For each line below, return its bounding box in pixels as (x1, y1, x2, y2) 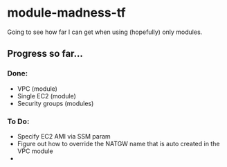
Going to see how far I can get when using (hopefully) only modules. (7, 28, 203, 36)
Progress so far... (7, 48, 83, 60)
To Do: (7, 116, 30, 126)
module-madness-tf (7, 5, 126, 21)
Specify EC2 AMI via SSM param (17, 132, 111, 140)
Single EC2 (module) (17, 91, 76, 100)
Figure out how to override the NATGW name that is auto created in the (17, 139, 220, 148)
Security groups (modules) (17, 99, 94, 107)
